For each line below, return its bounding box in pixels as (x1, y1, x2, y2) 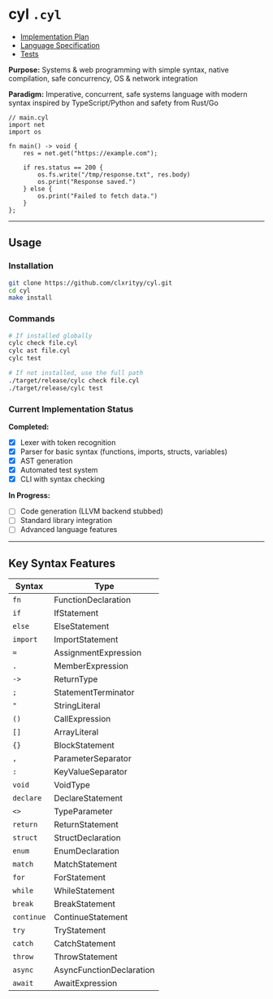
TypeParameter (54, 806, 113, 818)
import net (8, 120, 45, 129)
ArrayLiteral (54, 726, 99, 738)
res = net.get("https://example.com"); (23, 149, 158, 157)
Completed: (8, 421, 50, 431)
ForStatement (54, 872, 106, 883)
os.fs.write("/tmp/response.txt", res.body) (37, 170, 191, 179)
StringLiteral (54, 700, 101, 712)
